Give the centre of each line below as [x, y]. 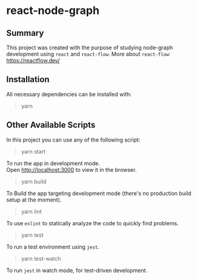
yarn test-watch [41, 258]
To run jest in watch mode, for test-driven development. [77, 270]
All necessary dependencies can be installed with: [69, 94]
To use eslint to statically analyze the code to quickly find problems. [92, 223]
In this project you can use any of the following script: [73, 140]
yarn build [34, 181]
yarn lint [31, 211]
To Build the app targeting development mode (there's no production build [99, 193]
